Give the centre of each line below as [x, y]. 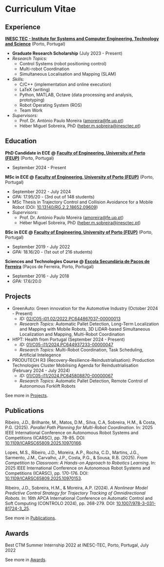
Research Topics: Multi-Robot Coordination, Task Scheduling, [81, 350]
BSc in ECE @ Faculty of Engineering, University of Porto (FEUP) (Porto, [79, 232]
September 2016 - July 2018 [41, 276]
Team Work [31, 110]
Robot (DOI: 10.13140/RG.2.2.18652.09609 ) [55, 207]
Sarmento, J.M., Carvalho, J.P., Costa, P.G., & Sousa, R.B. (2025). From [76, 458]
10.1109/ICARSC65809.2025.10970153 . [43, 478]
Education [21, 141]
